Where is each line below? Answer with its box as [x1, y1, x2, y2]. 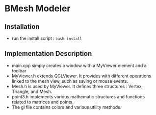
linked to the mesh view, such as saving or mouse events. [11, 78, 129, 84]
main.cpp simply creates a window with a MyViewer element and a [11, 62, 147, 69]
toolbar [11, 68, 26, 73]
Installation [4, 23, 40, 31]
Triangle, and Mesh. [11, 89, 52, 94]
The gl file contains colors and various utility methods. [11, 104, 122, 110]
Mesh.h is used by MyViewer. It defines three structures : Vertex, [11, 83, 143, 89]
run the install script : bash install [11, 35, 82, 41]
